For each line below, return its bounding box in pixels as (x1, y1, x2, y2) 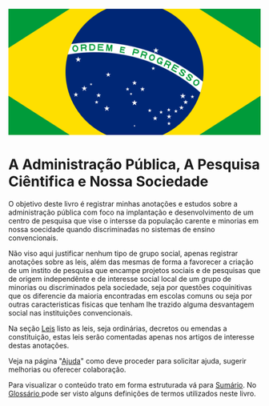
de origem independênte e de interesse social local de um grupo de (8, 274, 232, 283)
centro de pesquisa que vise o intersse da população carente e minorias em (8, 215, 259, 225)
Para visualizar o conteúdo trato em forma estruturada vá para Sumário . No (8, 380, 257, 389)
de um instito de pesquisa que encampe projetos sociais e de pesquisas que (8, 265, 261, 275)
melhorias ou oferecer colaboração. (8, 364, 126, 374)
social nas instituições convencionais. (8, 308, 134, 317)
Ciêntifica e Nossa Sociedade (8, 173, 209, 191)
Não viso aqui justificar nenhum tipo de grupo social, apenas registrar (8, 248, 239, 258)
